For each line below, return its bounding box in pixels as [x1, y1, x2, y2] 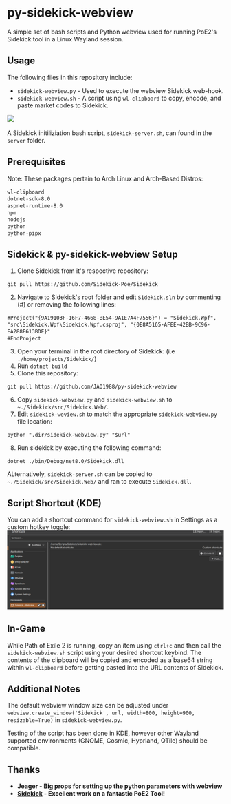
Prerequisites [7, 156, 66, 168]
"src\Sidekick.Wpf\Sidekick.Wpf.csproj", [7, 322, 128, 329]
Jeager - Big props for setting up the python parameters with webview [16, 782, 223, 790]
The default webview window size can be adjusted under [7, 701, 169, 710]
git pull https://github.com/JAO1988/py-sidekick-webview [7, 384, 177, 391]
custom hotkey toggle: [7, 523, 71, 531]
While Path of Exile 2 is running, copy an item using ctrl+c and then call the [7, 641, 221, 649]
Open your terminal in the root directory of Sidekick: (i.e [16, 347, 175, 355]
